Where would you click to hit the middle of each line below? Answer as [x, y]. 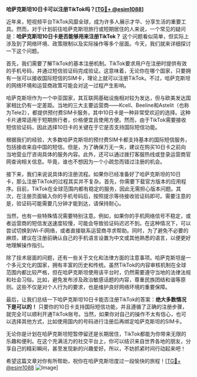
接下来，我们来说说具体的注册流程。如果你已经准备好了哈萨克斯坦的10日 [94, 174]
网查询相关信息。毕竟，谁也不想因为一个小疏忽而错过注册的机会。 [86, 162]
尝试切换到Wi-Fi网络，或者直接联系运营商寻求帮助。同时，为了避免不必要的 [97, 230]
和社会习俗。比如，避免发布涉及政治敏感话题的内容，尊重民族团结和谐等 [93, 280]
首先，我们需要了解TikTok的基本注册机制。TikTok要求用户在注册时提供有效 [96, 63]
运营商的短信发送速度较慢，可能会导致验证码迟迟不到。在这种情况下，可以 [101, 223]
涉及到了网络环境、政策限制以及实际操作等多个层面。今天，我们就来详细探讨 [98, 44]
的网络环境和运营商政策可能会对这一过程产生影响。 [68, 85]
